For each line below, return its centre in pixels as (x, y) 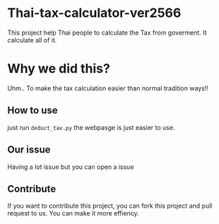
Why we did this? (59, 69)
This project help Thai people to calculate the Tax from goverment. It (107, 33)
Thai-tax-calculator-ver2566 (94, 13)
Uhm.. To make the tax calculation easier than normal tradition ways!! (108, 88)
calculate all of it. (32, 40)
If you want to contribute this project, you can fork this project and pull (110, 206)
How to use (32, 111)
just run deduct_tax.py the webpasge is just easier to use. (91, 127)
